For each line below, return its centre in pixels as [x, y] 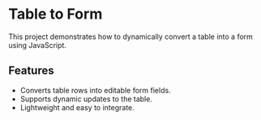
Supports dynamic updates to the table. [86, 99]
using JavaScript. [38, 45]
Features [31, 71]
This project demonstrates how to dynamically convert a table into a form [131, 36]
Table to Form [56, 14]
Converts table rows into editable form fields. [96, 90]
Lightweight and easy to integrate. [77, 107]
